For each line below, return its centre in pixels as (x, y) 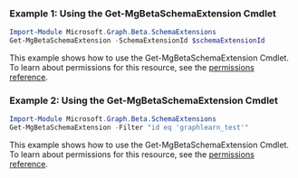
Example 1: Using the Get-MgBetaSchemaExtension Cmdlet (143, 14)
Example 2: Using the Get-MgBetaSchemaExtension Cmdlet (144, 100)
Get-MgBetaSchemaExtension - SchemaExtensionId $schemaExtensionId (137, 41)
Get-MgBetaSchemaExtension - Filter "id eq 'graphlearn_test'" (129, 128)
